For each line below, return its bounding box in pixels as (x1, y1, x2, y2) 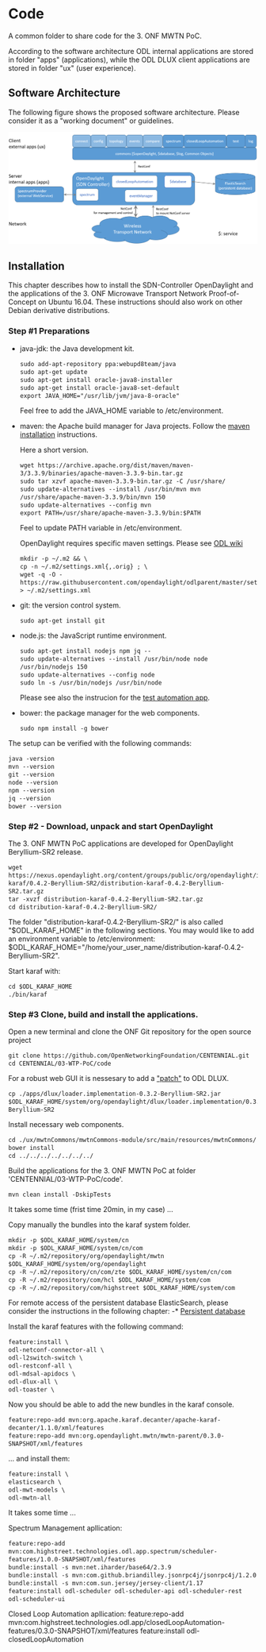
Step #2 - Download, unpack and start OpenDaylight (8, 820, 214, 832)
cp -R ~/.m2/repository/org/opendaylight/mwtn (8, 1253, 165, 1260)
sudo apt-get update (19, 368, 88, 376)
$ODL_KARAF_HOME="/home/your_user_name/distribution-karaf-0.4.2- (8, 943, 245, 952)
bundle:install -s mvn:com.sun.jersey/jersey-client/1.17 (8, 1580, 203, 1588)
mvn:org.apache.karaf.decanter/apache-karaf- (68, 1416, 222, 1424)
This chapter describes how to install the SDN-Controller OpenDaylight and (8, 280, 253, 290)
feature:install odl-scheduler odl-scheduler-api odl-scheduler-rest (8, 1588, 243, 1596)
